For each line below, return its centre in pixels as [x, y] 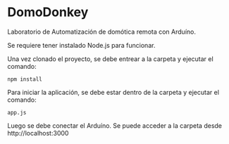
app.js [17, 112]
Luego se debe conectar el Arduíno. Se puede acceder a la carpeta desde [115, 125]
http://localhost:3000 [38, 133]
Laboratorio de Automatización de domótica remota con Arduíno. [101, 32]
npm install [25, 79]
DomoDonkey [48, 12]
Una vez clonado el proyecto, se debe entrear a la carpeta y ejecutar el [110, 59]
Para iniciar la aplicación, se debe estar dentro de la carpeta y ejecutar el [113, 92]
